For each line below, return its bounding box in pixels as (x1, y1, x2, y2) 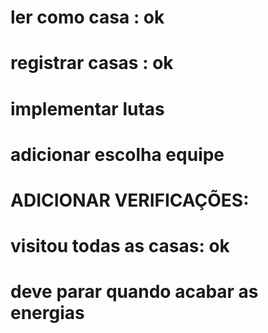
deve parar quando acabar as (10, 281, 259, 303)
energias (10, 302, 85, 325)
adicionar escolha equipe (10, 143, 225, 166)
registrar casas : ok (10, 52, 174, 75)
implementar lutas (10, 97, 165, 120)
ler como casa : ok (10, 6, 165, 29)
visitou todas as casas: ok (10, 235, 230, 258)
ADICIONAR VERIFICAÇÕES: (10, 189, 250, 211)
